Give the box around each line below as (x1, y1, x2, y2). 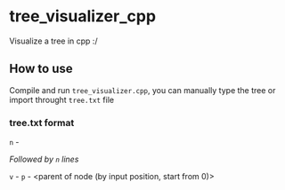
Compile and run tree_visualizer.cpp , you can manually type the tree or (9, 84, 276, 95)
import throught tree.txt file (9, 94, 114, 105)
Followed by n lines (9, 154, 79, 165)
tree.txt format (9, 116, 75, 129)
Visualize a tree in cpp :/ (9, 36, 98, 46)
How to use (9, 61, 73, 76)
